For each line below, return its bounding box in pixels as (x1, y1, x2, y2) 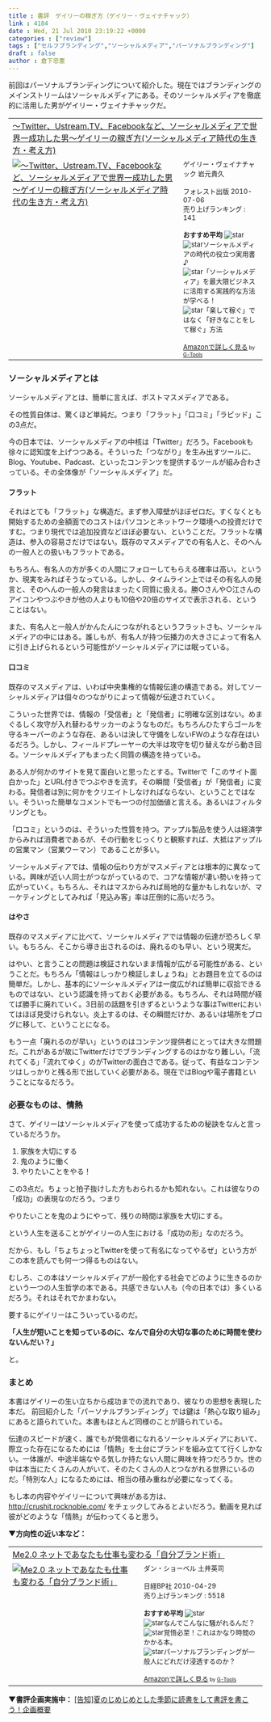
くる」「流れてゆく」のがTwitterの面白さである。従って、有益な (22, 1057, 231, 1066)
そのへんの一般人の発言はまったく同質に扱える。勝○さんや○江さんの (29, 585, 261, 594)
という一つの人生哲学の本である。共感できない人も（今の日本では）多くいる (8, 1283, 263, 1293)
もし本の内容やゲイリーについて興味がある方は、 (8, 1492, 171, 1501)
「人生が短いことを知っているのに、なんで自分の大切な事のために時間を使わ (8, 1327, 262, 1337)
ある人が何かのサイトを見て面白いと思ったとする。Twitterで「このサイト (8, 766, 251, 776)
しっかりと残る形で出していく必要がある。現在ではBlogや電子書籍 (22, 1066, 243, 1076)
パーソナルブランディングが (163, 1647, 248, 1657)
